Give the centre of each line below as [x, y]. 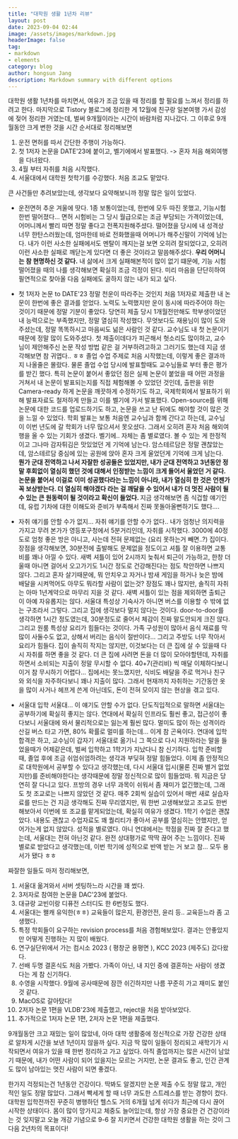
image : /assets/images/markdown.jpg [62, 34]
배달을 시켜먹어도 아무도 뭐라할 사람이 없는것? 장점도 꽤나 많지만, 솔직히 [117, 584]
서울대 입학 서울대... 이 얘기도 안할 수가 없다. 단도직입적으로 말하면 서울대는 [121, 705]
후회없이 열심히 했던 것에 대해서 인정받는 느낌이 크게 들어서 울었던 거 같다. [125, 471]
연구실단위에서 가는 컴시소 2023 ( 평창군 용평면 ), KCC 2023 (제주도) [114, 948]
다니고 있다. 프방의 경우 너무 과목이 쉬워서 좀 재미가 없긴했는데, [126, 785]
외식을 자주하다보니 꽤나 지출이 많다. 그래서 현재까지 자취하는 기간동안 [122, 681]
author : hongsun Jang [40, 73]
